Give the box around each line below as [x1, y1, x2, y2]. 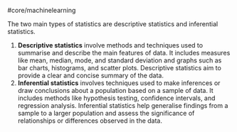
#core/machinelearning [7, 6, 76, 14]
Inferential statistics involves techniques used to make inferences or [17, 79, 221, 87]
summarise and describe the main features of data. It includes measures [17, 49, 231, 57]
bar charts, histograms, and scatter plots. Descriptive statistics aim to [17, 64, 222, 72]
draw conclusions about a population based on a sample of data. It [17, 87, 214, 94]
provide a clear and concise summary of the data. [17, 71, 164, 79]
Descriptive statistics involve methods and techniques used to [17, 41, 204, 49]
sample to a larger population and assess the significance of [17, 109, 195, 117]
